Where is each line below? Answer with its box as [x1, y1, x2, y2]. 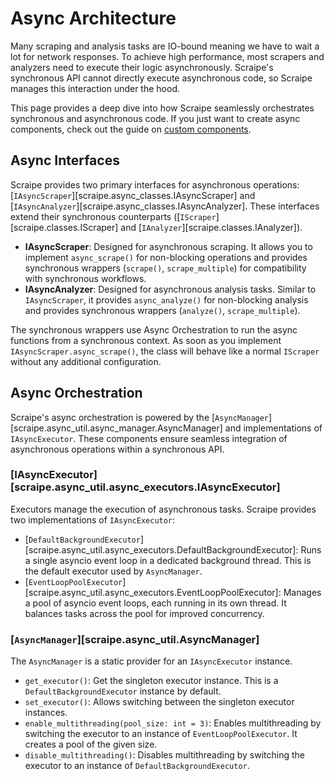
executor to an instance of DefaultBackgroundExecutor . [24, 760, 250, 772]
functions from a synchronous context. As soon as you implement [10, 334, 282, 346]
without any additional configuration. [10, 355, 162, 367]
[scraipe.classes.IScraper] [10, 221, 119, 233]
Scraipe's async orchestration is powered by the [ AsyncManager [10, 411, 270, 423]
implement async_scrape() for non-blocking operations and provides [24, 251, 308, 263]
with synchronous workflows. [24, 272, 147, 284]
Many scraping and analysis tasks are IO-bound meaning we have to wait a [10, 40, 320, 52]
